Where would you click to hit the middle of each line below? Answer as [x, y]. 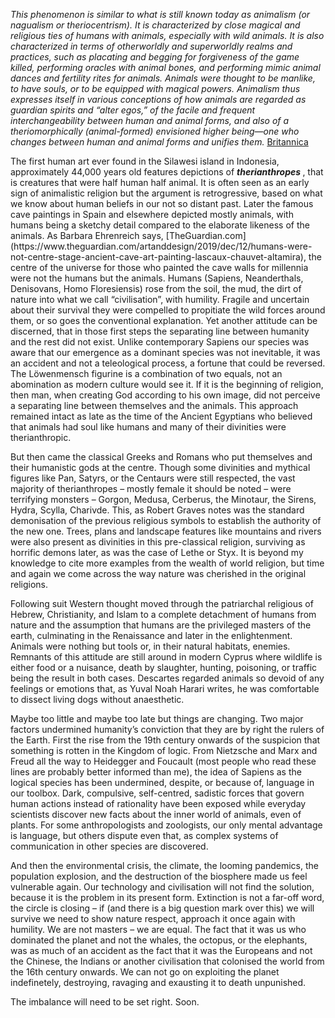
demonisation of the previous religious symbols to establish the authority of [166, 520]
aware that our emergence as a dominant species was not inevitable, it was [165, 352]
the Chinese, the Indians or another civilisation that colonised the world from [167, 961]
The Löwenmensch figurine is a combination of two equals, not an [146, 373]
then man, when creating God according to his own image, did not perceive [165, 395]
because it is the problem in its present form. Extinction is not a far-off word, [167, 897]
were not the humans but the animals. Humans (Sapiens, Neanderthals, [157, 278]
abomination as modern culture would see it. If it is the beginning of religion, [167, 384]
